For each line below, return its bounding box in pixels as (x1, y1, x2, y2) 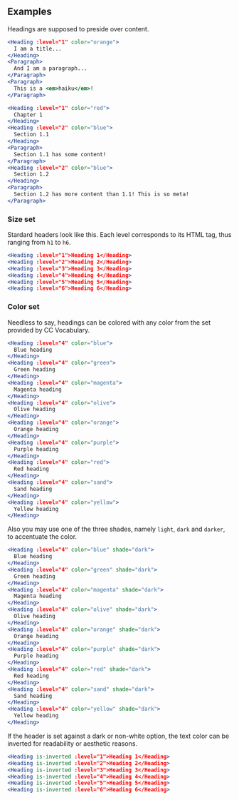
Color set (7, 302, 41, 312)
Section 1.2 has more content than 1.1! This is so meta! (14, 191, 190, 198)
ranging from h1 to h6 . (7, 238, 71, 247)
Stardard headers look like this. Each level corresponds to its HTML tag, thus (7, 231, 232, 239)
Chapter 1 (14, 111, 43, 118)
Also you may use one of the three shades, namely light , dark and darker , (7, 525, 225, 534)
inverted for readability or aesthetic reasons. (7, 739, 137, 748)
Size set (7, 214, 36, 224)
